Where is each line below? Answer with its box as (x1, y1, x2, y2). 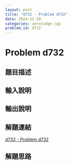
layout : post (5, 7, 32, 12)
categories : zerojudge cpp (5, 21, 61, 26)
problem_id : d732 (5, 26, 41, 31)
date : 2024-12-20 (5, 16, 41, 21)
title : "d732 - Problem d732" (5, 12, 68, 17)
